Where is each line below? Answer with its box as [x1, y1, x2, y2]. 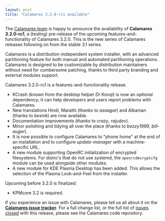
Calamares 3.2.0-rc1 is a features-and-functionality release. [5, 81, 127, 87]
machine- [126, 139, 146, 145]
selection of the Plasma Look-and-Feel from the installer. [12, 170, 128, 176]
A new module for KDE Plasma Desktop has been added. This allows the [12, 165, 160, 171]
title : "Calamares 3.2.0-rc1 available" [5, 12, 90, 17]
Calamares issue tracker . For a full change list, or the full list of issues [5, 205, 149, 211]
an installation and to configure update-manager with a [12, 139, 125, 145]
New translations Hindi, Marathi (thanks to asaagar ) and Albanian [12, 107, 146, 113]
